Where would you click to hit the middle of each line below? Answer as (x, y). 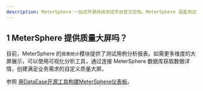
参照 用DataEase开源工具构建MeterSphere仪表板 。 (69, 82)
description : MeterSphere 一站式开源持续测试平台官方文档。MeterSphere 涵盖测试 (101, 12)
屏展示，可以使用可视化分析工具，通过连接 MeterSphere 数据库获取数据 (95, 61)
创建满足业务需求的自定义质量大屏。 (62, 69)
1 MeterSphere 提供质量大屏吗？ (67, 38)
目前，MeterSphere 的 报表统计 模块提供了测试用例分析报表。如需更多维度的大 (101, 54)
